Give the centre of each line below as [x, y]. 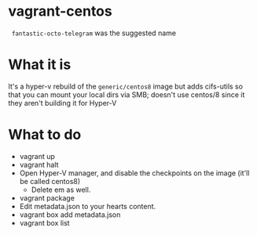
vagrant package [47, 197]
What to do [45, 135]
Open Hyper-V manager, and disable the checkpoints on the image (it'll [134, 173]
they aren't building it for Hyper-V [62, 103]
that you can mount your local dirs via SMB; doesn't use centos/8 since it [127, 94]
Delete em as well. [61, 190]
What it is [40, 65]
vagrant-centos [60, 11]
